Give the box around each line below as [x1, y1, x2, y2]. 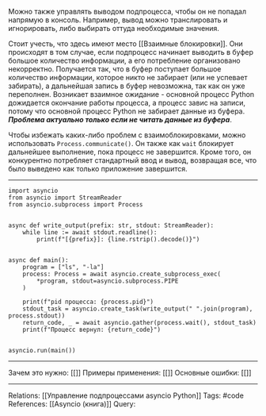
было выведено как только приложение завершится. [8, 164, 188, 173]
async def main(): [8, 256, 69, 264]
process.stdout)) [8, 312, 66, 320]
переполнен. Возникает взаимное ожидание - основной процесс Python [8, 90, 255, 98]
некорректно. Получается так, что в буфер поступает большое [8, 64, 222, 74]
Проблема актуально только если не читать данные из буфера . [8, 115, 232, 124]
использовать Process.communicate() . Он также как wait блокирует [8, 139, 234, 148]
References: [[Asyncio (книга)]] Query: [8, 399, 136, 408]
